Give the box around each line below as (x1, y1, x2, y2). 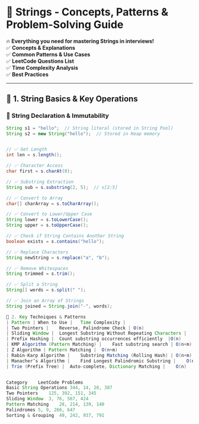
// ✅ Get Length (6, 146, 47, 153)
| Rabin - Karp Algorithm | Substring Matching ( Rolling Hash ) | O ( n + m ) (6, 352, 192, 358)
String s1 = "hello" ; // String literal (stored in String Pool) (6, 125, 174, 131)
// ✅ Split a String (6, 281, 58, 288)
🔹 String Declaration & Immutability (6, 112, 110, 120)
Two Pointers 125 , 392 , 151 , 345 (6, 390, 97, 396)
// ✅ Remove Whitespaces (6, 265, 69, 271)
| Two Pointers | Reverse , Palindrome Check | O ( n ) (6, 325, 145, 331)
